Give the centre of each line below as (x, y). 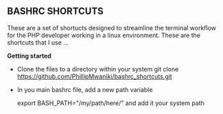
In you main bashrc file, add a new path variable (85, 89)
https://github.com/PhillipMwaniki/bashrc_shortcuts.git (95, 76)
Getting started (29, 56)
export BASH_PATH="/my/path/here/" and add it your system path (110, 103)
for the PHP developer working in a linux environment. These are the (104, 35)
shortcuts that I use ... (38, 42)
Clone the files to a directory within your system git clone (98, 69)
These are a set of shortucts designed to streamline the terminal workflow (112, 27)
